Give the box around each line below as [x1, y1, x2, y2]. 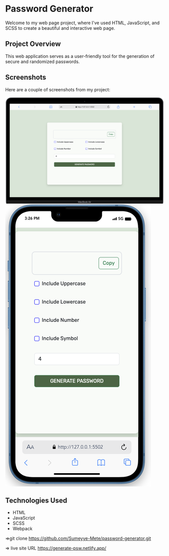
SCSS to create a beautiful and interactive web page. [5, 25, 116, 31]
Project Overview [5, 40, 61, 48]
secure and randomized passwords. [5, 59, 80, 65]
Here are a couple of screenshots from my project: [5, 86, 110, 92]
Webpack [12, 526, 33, 532]
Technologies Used [5, 496, 67, 505]
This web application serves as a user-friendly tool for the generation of [5, 53, 155, 59]
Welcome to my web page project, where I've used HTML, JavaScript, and [5, 20, 160, 26]
